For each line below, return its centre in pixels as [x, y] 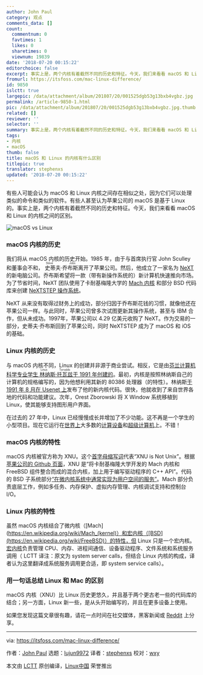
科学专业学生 [22, 374]
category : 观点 [24, 18]
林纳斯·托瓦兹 [56, 374]
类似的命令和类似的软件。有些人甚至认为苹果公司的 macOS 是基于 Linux [96, 201]
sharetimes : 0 [29, 51]
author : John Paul [29, 12]
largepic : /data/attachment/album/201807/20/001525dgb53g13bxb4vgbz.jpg [100, 96]
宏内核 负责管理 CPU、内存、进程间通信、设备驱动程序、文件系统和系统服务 [100, 549]
